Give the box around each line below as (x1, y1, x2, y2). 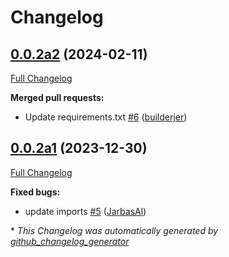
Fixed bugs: (10, 186, 61, 198)
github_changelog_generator (10, 235, 130, 247)
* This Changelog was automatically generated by (10, 224, 219, 236)
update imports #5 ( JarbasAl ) (24, 205, 147, 217)
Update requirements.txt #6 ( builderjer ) (24, 111, 188, 123)
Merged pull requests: (10, 92, 105, 103)
